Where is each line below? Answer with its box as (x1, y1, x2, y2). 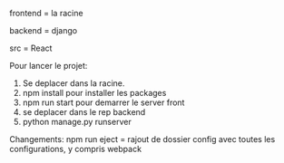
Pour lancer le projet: (9, 61, 88, 71)
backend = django (9, 25, 78, 35)
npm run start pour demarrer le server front (22, 97, 185, 108)
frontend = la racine (9, 8, 83, 18)
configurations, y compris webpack (9, 144, 142, 154)
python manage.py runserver (22, 117, 132, 127)
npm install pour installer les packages (22, 88, 167, 98)
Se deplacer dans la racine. (22, 78, 125, 89)
